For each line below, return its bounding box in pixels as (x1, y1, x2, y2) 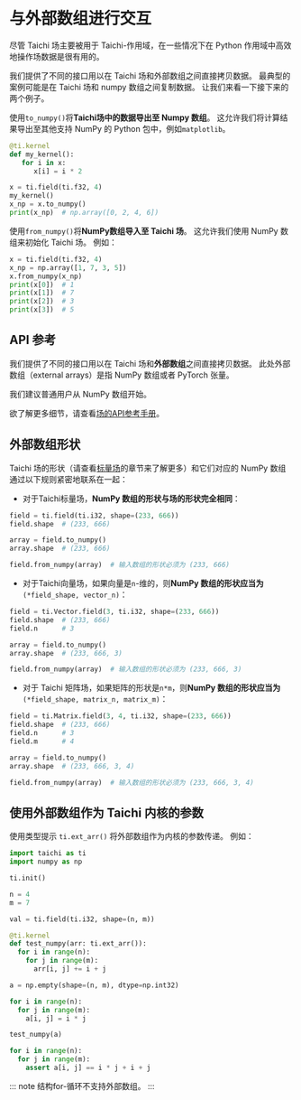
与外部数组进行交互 (9, 8, 152, 29)
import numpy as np (9, 857, 83, 867)
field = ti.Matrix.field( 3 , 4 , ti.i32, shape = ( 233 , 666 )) (9, 712, 232, 721)
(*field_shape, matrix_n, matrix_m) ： (22, 694, 169, 704)
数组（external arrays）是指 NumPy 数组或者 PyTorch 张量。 (9, 369, 234, 380)
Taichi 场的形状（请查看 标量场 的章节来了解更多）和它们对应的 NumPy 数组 (9, 462, 287, 473)
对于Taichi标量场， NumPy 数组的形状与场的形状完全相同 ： (22, 493, 241, 504)
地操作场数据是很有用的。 (9, 51, 105, 61)
